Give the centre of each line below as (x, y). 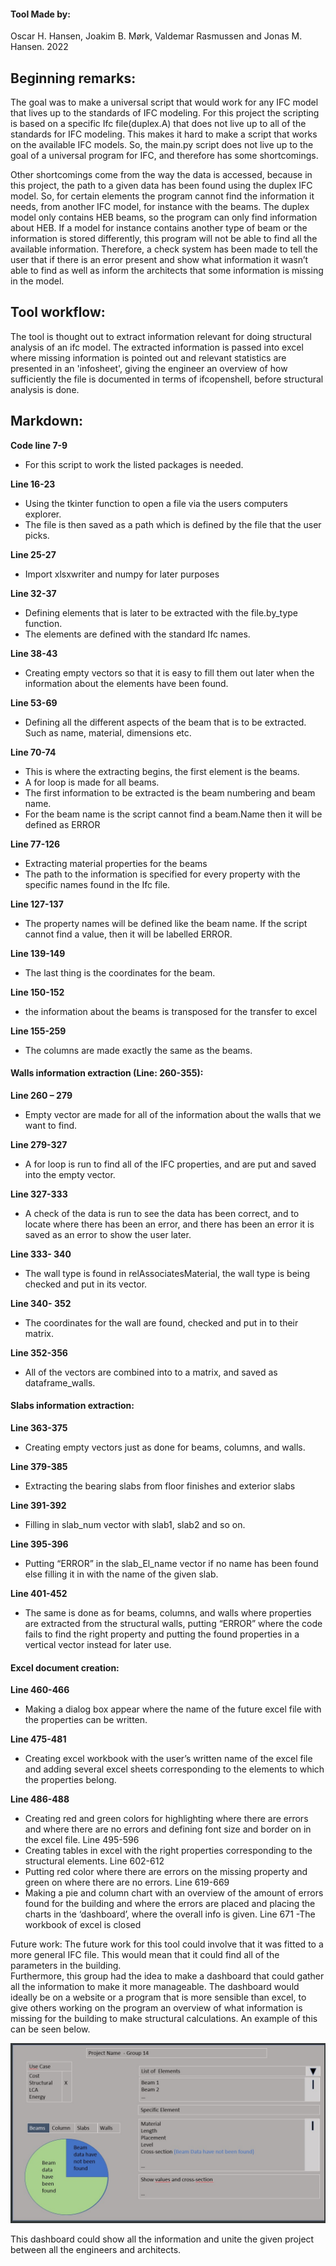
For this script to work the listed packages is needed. (134, 464)
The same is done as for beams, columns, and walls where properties (168, 1613)
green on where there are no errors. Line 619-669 (127, 1882)
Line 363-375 (39, 1428)
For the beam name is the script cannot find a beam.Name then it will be (173, 814)
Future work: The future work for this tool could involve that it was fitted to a (167, 1944)
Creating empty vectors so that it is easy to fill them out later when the (169, 672)
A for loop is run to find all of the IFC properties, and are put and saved (170, 1164)
